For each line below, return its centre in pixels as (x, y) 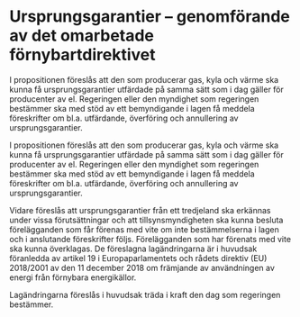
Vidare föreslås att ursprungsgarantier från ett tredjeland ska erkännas (140, 210)
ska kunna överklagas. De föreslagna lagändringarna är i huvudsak (133, 249)
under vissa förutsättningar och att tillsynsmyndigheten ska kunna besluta (146, 220)
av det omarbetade (82, 36)
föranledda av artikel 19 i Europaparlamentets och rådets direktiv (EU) (138, 258)
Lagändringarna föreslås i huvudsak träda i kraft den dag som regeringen (145, 294)
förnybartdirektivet (82, 55)
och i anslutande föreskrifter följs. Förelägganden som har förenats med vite (150, 239)
